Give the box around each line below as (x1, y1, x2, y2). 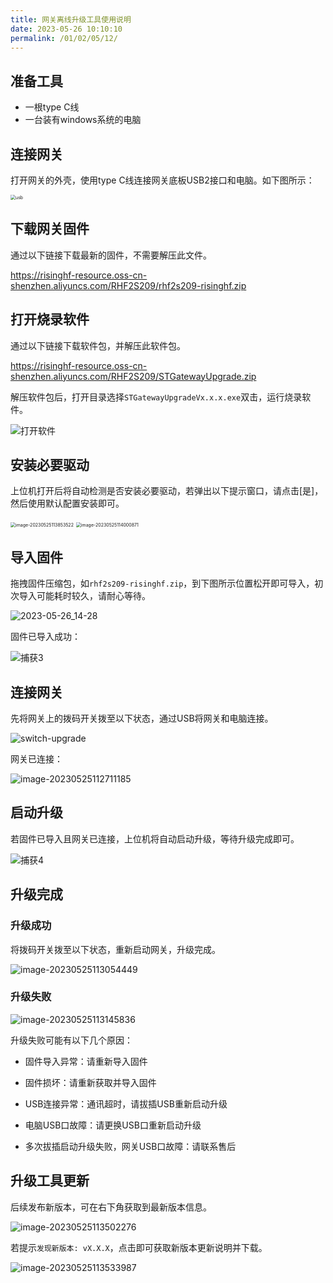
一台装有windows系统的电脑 (24, 114, 142, 126)
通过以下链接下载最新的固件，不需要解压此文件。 (10, 249, 212, 261)
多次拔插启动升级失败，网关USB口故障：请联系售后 (24, 1140, 237, 1152)
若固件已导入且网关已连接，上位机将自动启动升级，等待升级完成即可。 (10, 832, 300, 845)
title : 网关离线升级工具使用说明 (10, 14, 132, 25)
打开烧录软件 (10, 311, 90, 328)
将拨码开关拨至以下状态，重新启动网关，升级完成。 (10, 943, 221, 955)
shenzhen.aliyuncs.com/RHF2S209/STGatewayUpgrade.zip (10, 370, 257, 382)
